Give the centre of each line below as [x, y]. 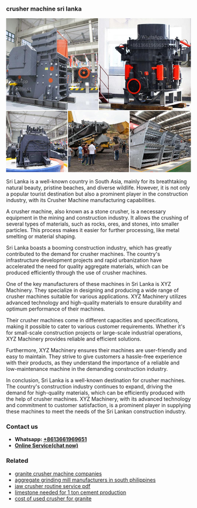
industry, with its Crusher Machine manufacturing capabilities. [81, 200]
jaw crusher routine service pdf [52, 486]
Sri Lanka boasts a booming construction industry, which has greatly [89, 247]
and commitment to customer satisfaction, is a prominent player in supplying [98, 405]
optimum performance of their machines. [56, 309]
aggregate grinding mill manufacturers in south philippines [85, 480]
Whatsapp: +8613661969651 [50, 439]
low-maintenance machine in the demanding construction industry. [87, 369]
